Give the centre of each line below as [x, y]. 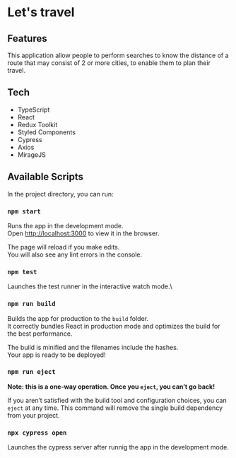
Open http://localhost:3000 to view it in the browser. [83, 233]
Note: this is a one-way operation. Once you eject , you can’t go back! [111, 387]
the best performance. [40, 334]
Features [27, 39]
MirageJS [31, 154]
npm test [22, 272]
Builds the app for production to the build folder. [78, 318]
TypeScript [34, 110]
